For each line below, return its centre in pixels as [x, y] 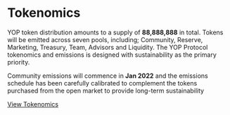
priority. [19, 62]
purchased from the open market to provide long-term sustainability [106, 90]
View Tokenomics [33, 104]
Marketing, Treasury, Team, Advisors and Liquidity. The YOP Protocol [108, 47]
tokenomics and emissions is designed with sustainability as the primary [112, 55]
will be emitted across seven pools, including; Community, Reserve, [105, 39]
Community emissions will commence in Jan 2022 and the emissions [108, 76]
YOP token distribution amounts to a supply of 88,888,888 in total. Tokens [115, 32]
